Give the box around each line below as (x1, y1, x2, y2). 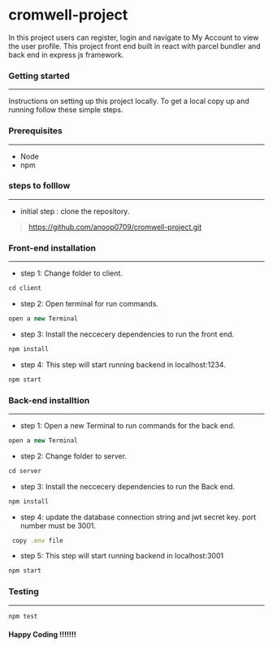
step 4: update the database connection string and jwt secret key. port (19, 512, 257, 522)
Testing (8, 586, 39, 597)
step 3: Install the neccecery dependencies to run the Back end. (19, 481, 236, 491)
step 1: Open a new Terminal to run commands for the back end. (19, 420, 236, 430)
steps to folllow (8, 180, 71, 192)
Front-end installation (8, 242, 96, 254)
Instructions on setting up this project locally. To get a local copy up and (8, 96, 249, 106)
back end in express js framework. (8, 50, 124, 59)
